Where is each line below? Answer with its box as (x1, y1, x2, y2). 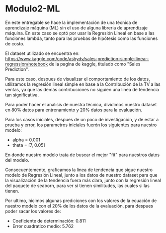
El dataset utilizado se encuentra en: (5, 50, 80, 56)
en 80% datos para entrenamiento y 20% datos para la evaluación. (5, 107, 143, 113)
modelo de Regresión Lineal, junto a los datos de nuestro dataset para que (5, 172, 158, 178)
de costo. (5, 40, 25, 46)
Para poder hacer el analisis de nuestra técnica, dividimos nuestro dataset (5, 101, 157, 107)
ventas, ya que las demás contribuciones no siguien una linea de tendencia (5, 86, 159, 92)
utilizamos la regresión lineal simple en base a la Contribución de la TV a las (5, 81, 161, 87)
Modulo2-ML (5, 3, 60, 14)
